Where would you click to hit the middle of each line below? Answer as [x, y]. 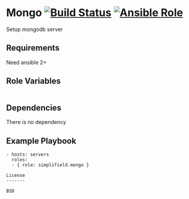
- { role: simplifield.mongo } [50, 165]
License [16, 176]
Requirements [33, 48]
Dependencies [34, 108]
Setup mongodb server [35, 29]
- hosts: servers [28, 155]
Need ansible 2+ [27, 62]
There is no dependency [36, 122]
